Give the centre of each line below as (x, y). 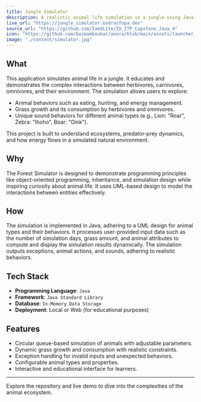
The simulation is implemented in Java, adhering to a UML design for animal (100, 226)
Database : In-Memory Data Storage (58, 304)
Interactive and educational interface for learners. (76, 369)
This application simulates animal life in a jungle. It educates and (86, 78)
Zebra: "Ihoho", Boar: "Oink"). (51, 122)
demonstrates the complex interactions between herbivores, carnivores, (95, 85)
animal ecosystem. (29, 392)
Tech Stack (28, 276)
